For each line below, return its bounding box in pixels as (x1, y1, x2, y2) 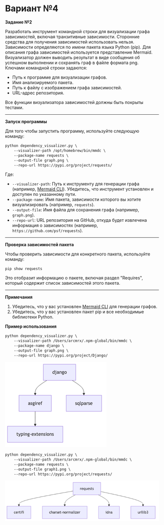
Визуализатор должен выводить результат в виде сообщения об (5, 54, 140, 60)
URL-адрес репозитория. (12, 90, 64, 96)
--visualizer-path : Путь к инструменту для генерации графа (12, 181, 140, 187)
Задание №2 (5, 19, 32, 25)
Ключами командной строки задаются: (5, 64, 87, 71)
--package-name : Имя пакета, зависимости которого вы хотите (12, 196, 142, 202)
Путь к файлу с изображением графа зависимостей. (12, 84, 122, 90)
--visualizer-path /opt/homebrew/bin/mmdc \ (14, 148, 106, 153)
